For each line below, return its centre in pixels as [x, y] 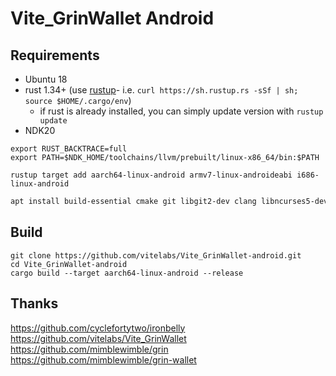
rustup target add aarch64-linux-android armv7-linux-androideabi [151, 175]
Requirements [55, 55]
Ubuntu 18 [46, 79]
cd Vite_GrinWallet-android [69, 264]
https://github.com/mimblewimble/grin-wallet [103, 359]
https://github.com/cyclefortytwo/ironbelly [98, 328]
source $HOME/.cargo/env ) [78, 100]
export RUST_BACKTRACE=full [69, 149]
